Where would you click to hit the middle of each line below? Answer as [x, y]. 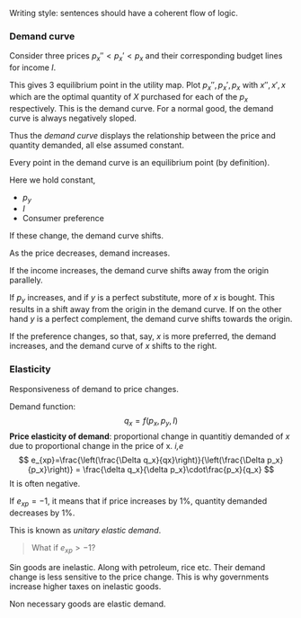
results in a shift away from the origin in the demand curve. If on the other [146, 309]
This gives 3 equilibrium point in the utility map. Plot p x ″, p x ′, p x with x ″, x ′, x [147, 86]
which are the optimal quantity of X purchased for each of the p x [129, 98]
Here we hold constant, [53, 180]
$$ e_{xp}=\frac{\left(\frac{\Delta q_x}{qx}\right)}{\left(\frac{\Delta [142, 460]
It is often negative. [45, 484]
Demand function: [43, 406]
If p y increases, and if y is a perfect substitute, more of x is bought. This [142, 299]
